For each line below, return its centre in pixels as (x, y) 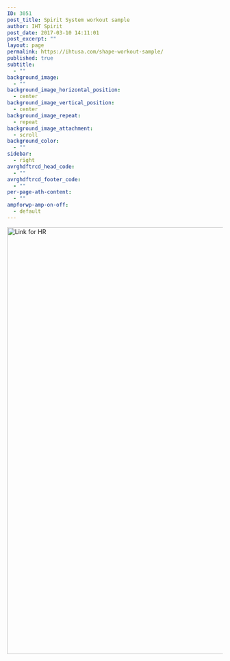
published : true (30, 58)
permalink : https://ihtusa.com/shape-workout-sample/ (86, 52)
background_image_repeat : (44, 115)
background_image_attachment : (50, 128)
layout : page (26, 45)
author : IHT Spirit (35, 26)
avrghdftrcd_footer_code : (44, 179)
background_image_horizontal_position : (64, 90)
